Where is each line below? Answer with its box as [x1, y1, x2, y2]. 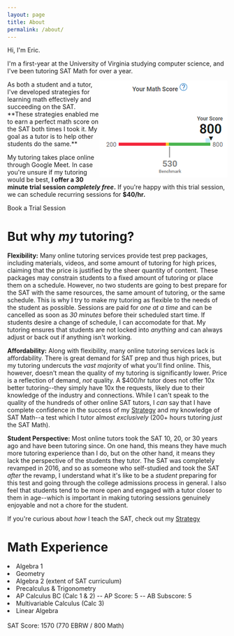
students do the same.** [7, 140, 78, 148]
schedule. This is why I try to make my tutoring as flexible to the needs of [7, 296, 218, 304]
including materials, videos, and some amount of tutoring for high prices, [7, 259, 217, 267]
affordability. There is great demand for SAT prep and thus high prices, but [7, 354, 222, 362]
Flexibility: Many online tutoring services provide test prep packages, [7, 251, 208, 260]
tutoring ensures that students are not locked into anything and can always [7, 325, 223, 334]
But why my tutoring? [7, 228, 135, 244]
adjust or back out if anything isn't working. [7, 333, 133, 341]
